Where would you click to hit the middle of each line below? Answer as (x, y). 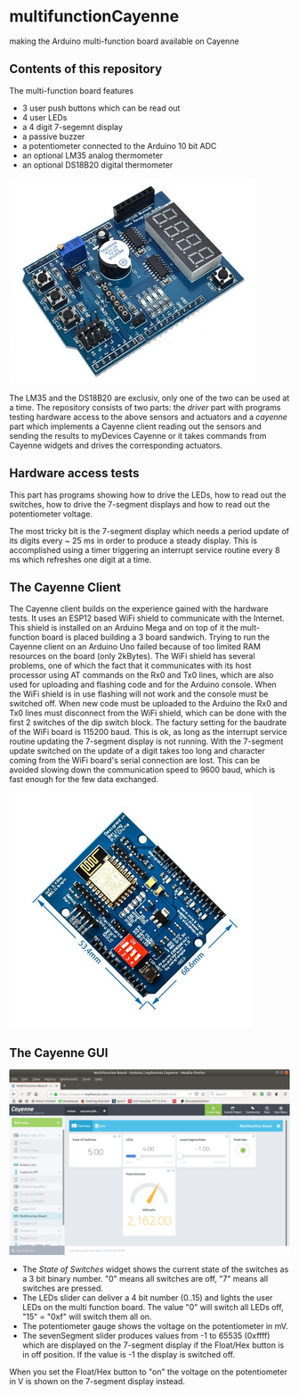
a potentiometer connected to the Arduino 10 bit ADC (119, 145)
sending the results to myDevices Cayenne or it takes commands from (138, 435)
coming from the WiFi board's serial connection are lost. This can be (135, 761)
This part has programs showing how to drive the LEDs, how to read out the (148, 495)
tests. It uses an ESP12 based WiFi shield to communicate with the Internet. (147, 618)
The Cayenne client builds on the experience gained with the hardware (139, 609)
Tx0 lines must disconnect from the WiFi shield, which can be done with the (148, 713)
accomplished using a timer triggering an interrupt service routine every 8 (145, 549)
